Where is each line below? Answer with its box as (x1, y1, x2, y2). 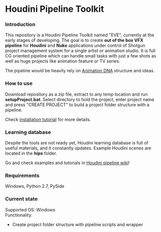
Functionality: (5, 212, 33, 218)
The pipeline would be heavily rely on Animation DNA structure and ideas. (5, 68, 155, 74)
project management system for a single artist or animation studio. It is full (5, 48, 156, 54)
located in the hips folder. (5, 150, 58, 156)
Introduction (5, 21, 35, 28)
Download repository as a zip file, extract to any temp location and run (5, 91, 148, 97)
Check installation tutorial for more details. (5, 116, 91, 122)
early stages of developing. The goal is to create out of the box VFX (5, 37, 144, 43)
